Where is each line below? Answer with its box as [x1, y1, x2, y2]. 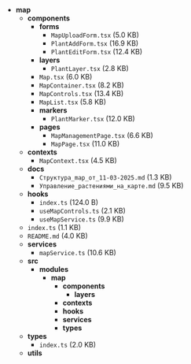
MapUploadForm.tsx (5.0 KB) [50, 30, 139, 39]
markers [39, 106, 68, 115]
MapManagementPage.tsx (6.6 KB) [50, 131, 153, 139]
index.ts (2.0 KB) [39, 340, 97, 349]
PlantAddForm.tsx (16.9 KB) [50, 39, 139, 48]
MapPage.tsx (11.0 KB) [50, 139, 120, 148]
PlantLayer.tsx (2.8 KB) [50, 64, 129, 72]
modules [39, 265, 69, 273]
